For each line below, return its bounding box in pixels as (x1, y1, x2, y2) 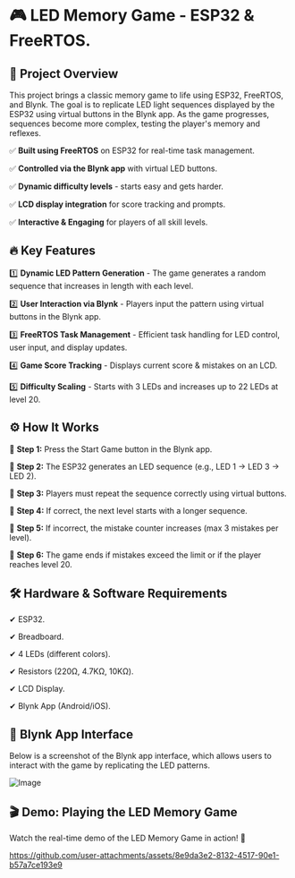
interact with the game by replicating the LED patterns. (9, 760, 211, 771)
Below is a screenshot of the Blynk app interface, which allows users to (9, 751, 273, 762)
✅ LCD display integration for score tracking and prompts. (9, 199, 226, 209)
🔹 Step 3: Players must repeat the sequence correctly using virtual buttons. (9, 488, 288, 499)
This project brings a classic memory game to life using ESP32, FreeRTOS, (9, 90, 284, 100)
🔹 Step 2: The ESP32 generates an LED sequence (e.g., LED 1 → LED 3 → (9, 461, 280, 472)
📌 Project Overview (9, 66, 119, 81)
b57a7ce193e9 (9, 859, 63, 871)
